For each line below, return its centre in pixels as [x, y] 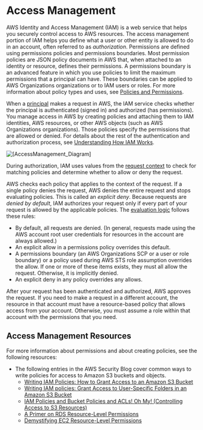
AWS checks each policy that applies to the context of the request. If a [94, 184]
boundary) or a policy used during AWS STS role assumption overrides [103, 260]
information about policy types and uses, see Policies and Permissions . [95, 92]
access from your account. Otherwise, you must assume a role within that [98, 311]
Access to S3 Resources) [56, 408]
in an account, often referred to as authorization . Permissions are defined [98, 47]
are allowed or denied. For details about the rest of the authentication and [98, 136]
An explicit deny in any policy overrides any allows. [79, 279]
